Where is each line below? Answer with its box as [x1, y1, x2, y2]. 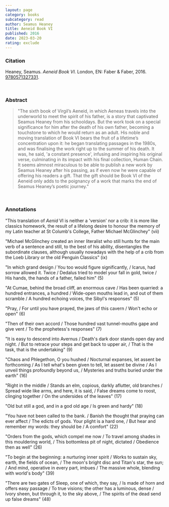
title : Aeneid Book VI [5, 26, 53, 31]
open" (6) [5, 310, 25, 317]
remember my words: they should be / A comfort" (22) [5, 423, 119, 429]
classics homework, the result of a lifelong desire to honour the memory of [5, 223, 160, 229]
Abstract [5, 96, 28, 103]
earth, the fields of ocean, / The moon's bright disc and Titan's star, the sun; [5, 459, 164, 465]
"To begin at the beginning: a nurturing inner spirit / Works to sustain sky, [5, 454, 158, 460]
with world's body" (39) [5, 470, 54, 476]
